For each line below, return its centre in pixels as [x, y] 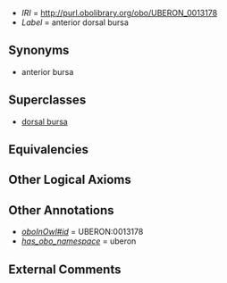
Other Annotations [61, 210]
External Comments [65, 269]
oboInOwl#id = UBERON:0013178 [82, 232]
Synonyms [39, 50]
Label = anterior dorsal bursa [75, 22]
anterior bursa [47, 71]
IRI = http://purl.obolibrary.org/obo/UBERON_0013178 [119, 13]
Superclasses [47, 100]
